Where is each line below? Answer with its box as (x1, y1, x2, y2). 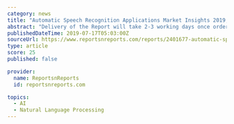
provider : (7, 68, 36, 75)
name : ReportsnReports (13, 75, 79, 82)
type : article (7, 42, 49, 49)
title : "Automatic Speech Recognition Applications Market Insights (7, 17, 210, 24)
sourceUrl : (7, 36, 39, 43)
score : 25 (7, 49, 36, 56)
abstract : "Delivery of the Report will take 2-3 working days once (7, 23, 210, 30)
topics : (7, 93, 30, 101)
